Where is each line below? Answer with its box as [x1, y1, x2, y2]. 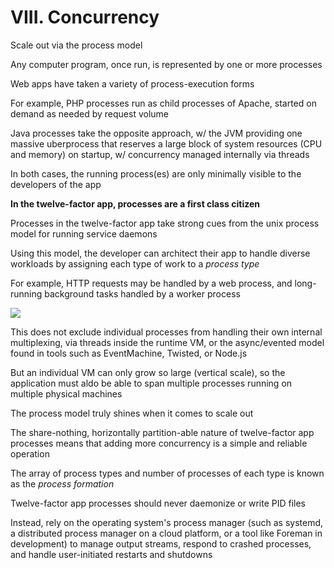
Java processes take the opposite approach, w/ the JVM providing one [10, 127, 303, 139]
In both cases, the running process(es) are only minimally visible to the [10, 167, 302, 180]
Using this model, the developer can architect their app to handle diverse [10, 247, 311, 259]
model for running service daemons [10, 227, 158, 240]
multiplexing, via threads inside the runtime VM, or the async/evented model [10, 336, 325, 348]
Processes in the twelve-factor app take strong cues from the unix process [10, 217, 320, 229]
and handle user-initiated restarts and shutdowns [10, 548, 213, 560]
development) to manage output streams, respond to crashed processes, [10, 537, 312, 550]
